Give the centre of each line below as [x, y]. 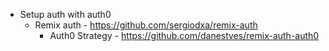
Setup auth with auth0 [65, 14]
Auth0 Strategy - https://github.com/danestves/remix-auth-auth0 [184, 35]
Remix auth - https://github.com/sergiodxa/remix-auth [146, 25]
